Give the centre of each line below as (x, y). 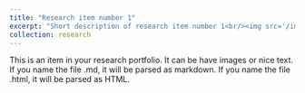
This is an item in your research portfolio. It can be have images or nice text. (151, 60)
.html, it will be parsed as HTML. (69, 79)
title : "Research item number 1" (73, 18)
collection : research (50, 34)
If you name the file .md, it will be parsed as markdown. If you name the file (150, 70)
